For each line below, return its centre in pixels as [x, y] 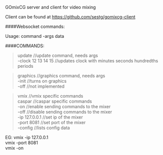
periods [25, 66]
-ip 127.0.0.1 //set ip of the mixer [50, 117]
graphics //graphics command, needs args [61, 76]
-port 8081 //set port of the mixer [51, 122]
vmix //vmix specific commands [50, 96]
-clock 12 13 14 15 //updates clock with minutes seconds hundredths [88, 61]
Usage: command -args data [35, 36]
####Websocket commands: [35, 26]
